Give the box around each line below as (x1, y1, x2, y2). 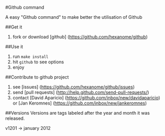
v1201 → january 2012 (5, 125, 51, 131)
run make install (12, 53, 49, 59)
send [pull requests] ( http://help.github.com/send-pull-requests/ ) (12, 89, 149, 95)
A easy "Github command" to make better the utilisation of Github (5, 14, 143, 20)
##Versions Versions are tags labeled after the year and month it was (5, 110, 150, 116)
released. (5, 115, 25, 121)
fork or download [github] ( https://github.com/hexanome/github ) (12, 34, 148, 40)
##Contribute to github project (5, 74, 69, 80)
